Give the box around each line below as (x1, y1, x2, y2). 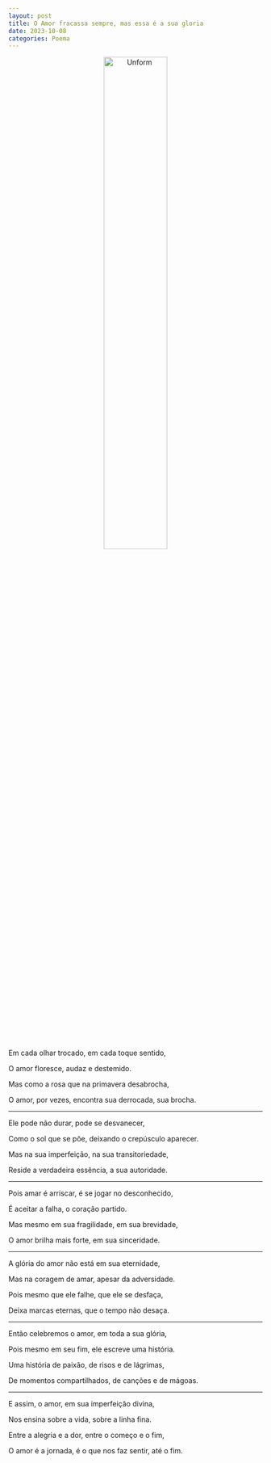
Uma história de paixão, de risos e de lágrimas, (8, 1360, 165, 1370)
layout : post (8, 11, 52, 20)
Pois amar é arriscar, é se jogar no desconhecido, (8, 1188, 173, 1198)
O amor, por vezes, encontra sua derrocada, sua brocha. (8, 1095, 197, 1105)
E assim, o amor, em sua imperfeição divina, (8, 1399, 155, 1409)
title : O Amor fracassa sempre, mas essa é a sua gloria (8, 19, 204, 27)
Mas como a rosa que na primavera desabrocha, (8, 1079, 169, 1089)
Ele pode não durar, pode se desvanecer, (8, 1118, 145, 1128)
